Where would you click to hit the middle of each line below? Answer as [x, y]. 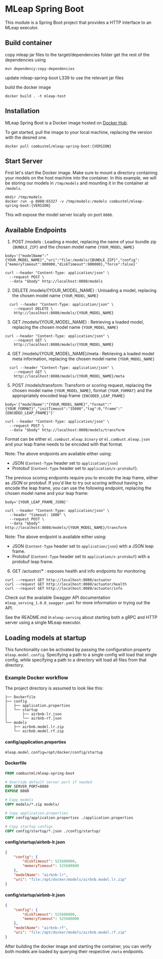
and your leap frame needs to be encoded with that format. [64, 444]
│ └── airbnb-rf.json [33, 719]
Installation [22, 111]
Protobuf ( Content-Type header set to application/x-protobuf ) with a [81, 557]
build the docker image [28, 87]
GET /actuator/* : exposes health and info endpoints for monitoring [79, 571]
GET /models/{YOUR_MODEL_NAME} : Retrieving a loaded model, [78, 322]
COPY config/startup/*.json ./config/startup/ [53, 831]
